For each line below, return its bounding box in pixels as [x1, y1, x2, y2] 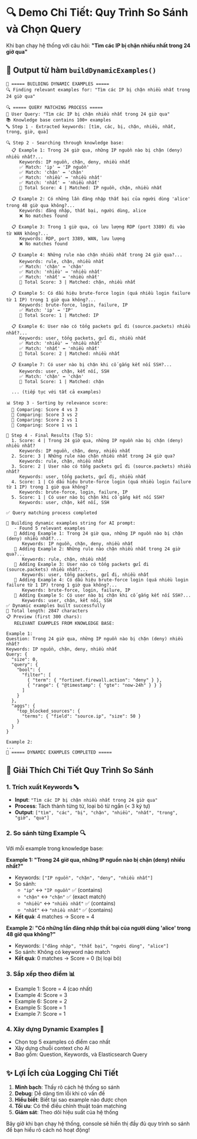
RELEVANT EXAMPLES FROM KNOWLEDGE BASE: [14, 620, 115, 626]
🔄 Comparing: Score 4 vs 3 [11, 406, 78, 413]
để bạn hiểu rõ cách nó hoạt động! [6, 1127, 90, 1134]
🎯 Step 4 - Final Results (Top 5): [6, 432, 94, 438]
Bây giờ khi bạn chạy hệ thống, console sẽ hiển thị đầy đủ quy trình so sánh [6, 1120, 190, 1127]
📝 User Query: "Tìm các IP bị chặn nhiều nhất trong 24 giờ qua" [6, 111, 170, 117]
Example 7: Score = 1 [14, 1010, 66, 1018]
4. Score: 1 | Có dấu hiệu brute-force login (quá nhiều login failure [11, 479, 192, 485]
